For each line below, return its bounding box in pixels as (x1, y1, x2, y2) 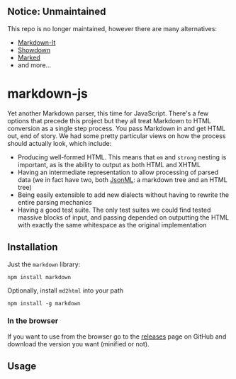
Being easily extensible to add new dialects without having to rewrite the (17, 191, 229, 199)
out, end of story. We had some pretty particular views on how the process (7, 131, 226, 140)
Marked (17, 53, 40, 62)
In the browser (7, 316, 59, 326)
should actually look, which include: (7, 139, 112, 147)
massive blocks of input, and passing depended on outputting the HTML (17, 213, 229, 222)
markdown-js (7, 86, 89, 101)
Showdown (17, 45, 51, 54)
